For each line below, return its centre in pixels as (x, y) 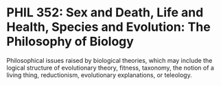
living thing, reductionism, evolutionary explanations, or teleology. (100, 75)
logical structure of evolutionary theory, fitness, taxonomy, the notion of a (110, 68)
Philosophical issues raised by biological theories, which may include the (109, 60)
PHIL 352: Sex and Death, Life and (105, 13)
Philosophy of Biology (70, 42)
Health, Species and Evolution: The (108, 27)
